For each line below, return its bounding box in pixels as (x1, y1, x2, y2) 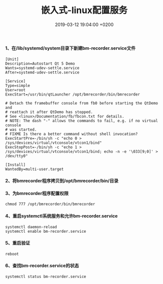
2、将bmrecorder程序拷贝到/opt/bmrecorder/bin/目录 (5, 178, 119, 184)
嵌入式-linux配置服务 (41, 5, 128, 16)
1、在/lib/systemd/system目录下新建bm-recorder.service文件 (5, 45, 136, 51)
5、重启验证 (5, 240, 30, 246)
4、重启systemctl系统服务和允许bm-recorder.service (5, 213, 118, 219)
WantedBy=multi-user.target (5, 166, 64, 171)
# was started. (5, 127, 37, 132)
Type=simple (5, 83, 30, 88)
